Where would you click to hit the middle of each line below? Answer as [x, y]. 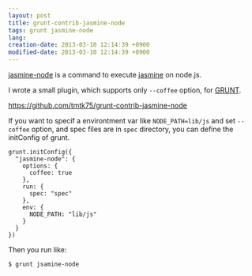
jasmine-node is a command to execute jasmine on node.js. [105, 75]
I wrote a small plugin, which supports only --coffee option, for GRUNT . [125, 90]
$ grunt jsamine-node [44, 264]
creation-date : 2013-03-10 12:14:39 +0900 [79, 45]
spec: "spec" [51, 194]
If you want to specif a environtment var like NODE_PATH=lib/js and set [122, 121]
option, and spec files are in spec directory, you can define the [132, 129]
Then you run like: [38, 250]
